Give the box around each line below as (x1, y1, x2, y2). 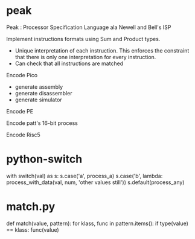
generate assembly (14, 83, 63, 91)
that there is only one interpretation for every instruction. (14, 53, 156, 60)
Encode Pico (6, 71, 38, 78)
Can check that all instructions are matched (14, 60, 124, 67)
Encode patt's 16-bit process (6, 119, 78, 127)
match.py (6, 200, 56, 214)
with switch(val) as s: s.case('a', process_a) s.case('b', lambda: (6, 172, 163, 179)
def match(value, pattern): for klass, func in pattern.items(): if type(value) (6, 220, 189, 227)
